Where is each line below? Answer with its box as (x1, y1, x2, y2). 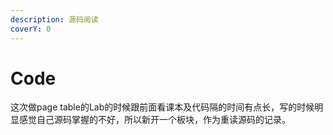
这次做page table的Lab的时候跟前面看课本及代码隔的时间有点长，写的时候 (10, 101, 315, 113)
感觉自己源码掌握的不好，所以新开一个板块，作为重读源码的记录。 (18, 114, 291, 126)
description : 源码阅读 (10, 14, 99, 25)
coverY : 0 (10, 24, 52, 34)
